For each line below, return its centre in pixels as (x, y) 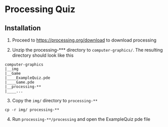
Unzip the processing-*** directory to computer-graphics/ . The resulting (87, 50)
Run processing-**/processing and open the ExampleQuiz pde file (81, 119)
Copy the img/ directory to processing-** (55, 100)
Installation (23, 28)
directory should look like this (43, 55)
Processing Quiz (40, 9)
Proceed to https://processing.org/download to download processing (84, 40)
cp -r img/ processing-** (32, 110)
